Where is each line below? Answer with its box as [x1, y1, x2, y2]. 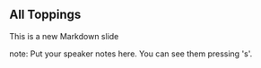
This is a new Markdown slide [9, 30, 119, 41]
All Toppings [9, 7, 82, 22]
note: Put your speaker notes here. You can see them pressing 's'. [9, 48, 253, 59]
